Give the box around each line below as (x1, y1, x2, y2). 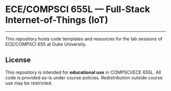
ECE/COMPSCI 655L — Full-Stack (5, 4, 150, 15)
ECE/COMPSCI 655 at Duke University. (5, 41, 87, 47)
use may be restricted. (5, 80, 52, 86)
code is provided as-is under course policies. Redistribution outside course (5, 74, 163, 80)
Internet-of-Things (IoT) (5, 14, 108, 26)
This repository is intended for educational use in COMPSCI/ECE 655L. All (5, 69, 161, 75)
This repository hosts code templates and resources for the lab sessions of (5, 35, 163, 41)
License (5, 56, 31, 64)
